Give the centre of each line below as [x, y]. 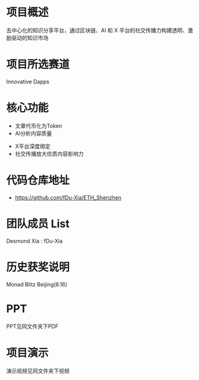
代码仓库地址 [38, 180]
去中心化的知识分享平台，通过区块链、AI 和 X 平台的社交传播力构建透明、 [97, 30]
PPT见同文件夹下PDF [32, 326]
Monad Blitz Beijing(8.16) [37, 284]
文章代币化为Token [38, 126]
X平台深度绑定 [33, 146]
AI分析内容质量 [33, 133]
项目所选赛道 [38, 65]
